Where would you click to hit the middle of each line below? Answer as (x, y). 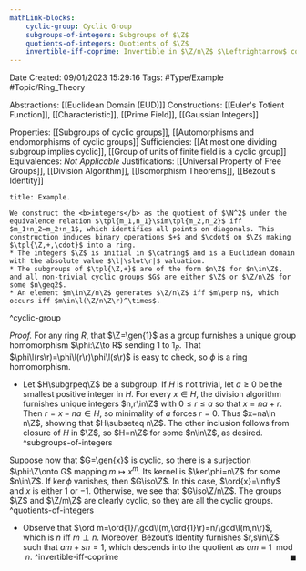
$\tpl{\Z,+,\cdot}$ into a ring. (73, 245)
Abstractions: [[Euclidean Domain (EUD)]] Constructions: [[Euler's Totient (147, 105)
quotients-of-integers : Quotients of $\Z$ (107, 43)
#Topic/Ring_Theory (47, 87)
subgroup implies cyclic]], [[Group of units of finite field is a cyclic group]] (148, 152)
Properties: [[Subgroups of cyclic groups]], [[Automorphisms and (132, 132)
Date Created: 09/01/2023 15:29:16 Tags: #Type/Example (117, 77)
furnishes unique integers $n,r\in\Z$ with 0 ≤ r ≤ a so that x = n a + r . (152, 403)
